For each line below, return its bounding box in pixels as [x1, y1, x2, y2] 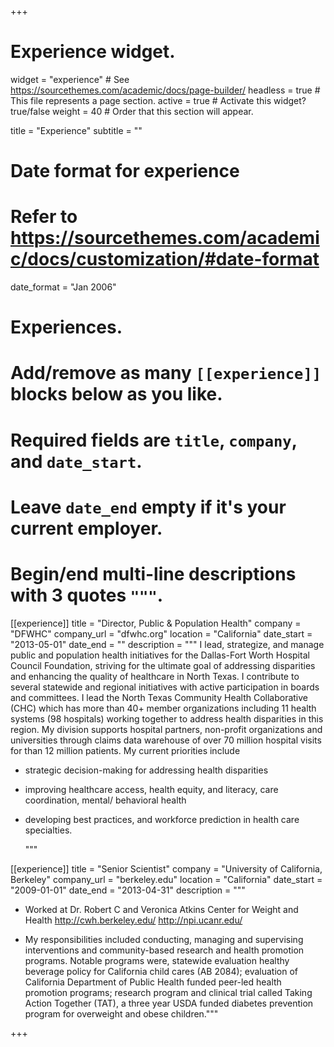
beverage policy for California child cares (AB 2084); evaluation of [24, 965, 298, 977]
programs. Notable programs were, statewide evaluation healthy [24, 954, 290, 966]
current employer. [10, 517, 163, 540]
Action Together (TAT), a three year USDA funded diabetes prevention [24, 997, 314, 1009]
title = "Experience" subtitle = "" [10, 124, 143, 136]
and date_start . [10, 450, 143, 473]
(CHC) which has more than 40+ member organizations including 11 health [10, 702, 317, 714]
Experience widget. [10, 41, 176, 63]
